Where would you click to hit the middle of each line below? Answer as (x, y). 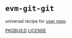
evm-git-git (30, 9)
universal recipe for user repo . (36, 21)
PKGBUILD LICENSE (26, 30)
